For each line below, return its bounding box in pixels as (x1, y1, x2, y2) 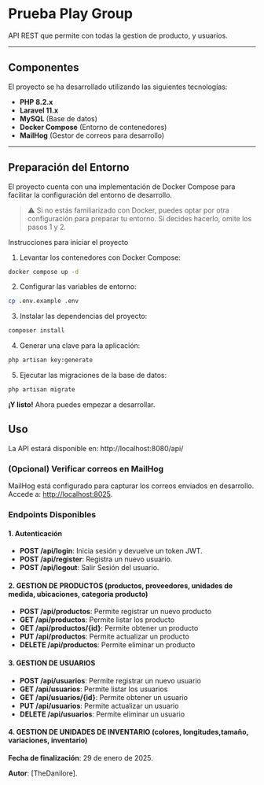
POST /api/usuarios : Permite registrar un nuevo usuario (19, 676, 202, 685)
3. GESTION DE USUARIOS (8, 658, 96, 668)
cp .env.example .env (8, 297, 79, 305)
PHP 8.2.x (19, 97, 53, 106)
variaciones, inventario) (8, 735, 88, 745)
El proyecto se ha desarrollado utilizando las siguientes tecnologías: (8, 82, 228, 91)
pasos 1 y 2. (27, 222, 67, 231)
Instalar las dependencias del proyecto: (19, 312, 148, 321)
